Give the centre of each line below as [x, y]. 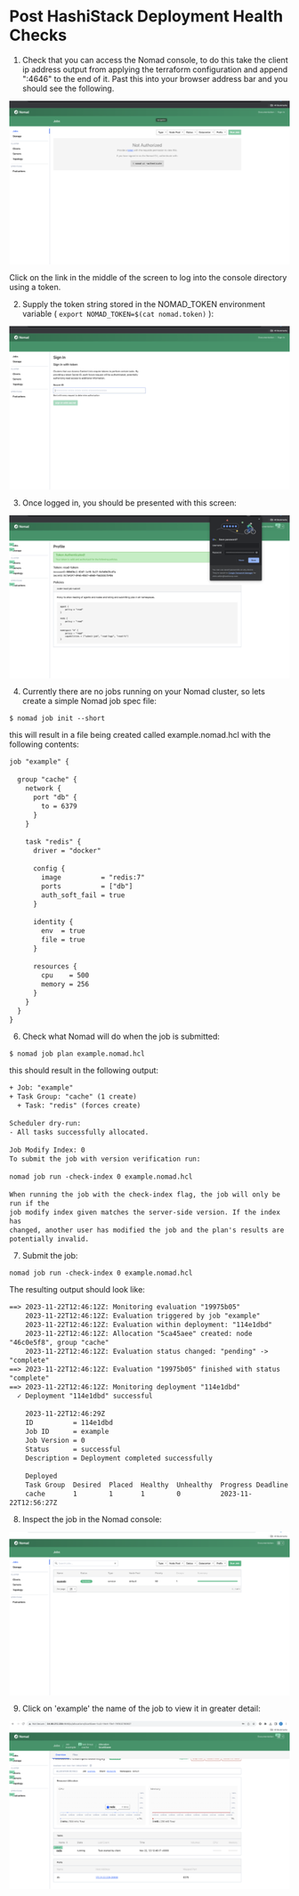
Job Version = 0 [56, 1441]
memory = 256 [65, 984]
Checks [38, 35]
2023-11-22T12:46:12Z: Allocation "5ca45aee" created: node [139, 1334]
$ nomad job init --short [57, 718]
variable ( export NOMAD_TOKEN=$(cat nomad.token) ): [118, 313]
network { [44, 789]
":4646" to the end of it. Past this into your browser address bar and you [155, 78]
